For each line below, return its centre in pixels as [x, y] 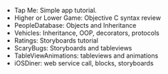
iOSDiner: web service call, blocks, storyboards [84, 63]
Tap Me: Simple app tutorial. [56, 10]
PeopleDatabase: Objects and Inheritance [75, 25]
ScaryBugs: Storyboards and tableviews [73, 48]
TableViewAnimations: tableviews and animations [86, 55]
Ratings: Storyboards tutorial [56, 41]
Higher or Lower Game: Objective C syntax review [88, 18]
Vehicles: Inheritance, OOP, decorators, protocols [87, 33]
